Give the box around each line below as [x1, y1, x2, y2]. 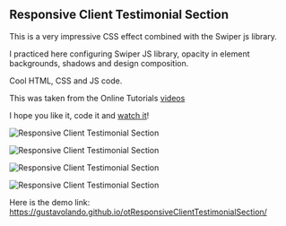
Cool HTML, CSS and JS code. [9, 75, 123, 86]
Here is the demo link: [9, 196, 91, 207]
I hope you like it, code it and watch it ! [9, 109, 150, 120]
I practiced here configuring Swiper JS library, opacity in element [9, 48, 250, 59]
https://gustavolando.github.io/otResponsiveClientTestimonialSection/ [9, 206, 267, 217]
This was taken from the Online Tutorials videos [9, 92, 186, 103]
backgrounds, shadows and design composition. [9, 57, 189, 68]
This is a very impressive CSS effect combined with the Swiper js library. [9, 30, 278, 41]
